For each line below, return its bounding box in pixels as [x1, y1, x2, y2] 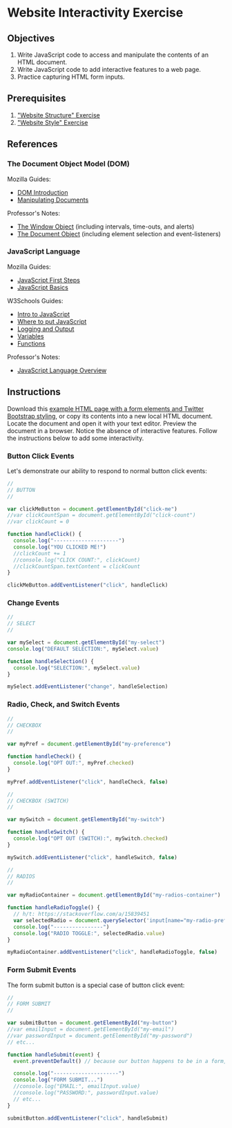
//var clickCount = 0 [7, 518, 70, 526]
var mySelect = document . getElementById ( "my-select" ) [7, 639, 166, 647]
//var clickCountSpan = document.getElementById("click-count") [7, 512, 196, 519]
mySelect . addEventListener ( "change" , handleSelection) [7, 683, 168, 690]
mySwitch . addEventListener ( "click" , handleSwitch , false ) [7, 854, 177, 861]
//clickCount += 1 [13, 550, 67, 557]
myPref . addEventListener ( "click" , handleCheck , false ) [7, 778, 168, 785]
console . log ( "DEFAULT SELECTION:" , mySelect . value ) [7, 645, 159, 652]
